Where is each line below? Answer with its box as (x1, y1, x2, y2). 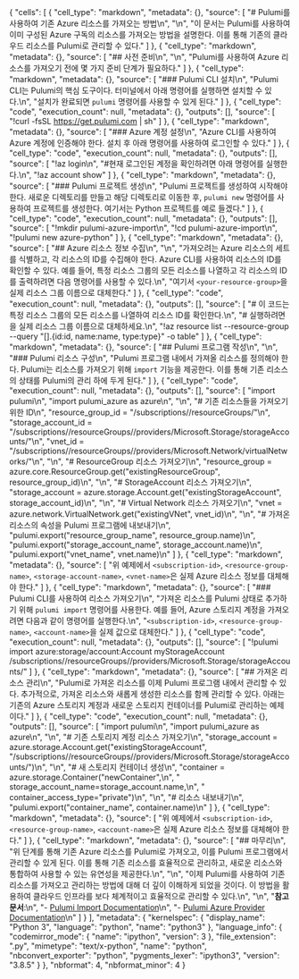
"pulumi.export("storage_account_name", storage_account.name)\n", (9, 539, 263, 550)
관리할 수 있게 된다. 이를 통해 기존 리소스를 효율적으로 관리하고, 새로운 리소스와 (9, 857, 283, 868)
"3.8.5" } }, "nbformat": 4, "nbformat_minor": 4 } (9, 959, 186, 970)
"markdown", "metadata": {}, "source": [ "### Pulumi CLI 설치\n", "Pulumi (9, 74, 279, 84)
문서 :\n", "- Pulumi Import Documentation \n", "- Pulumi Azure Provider (9, 902, 266, 913)
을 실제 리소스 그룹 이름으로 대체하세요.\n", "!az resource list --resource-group (9, 321, 290, 332)
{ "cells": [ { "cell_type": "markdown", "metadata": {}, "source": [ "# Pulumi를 (9, 7, 291, 17)
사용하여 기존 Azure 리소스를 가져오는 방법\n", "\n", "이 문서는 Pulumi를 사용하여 (9, 18, 291, 29)
